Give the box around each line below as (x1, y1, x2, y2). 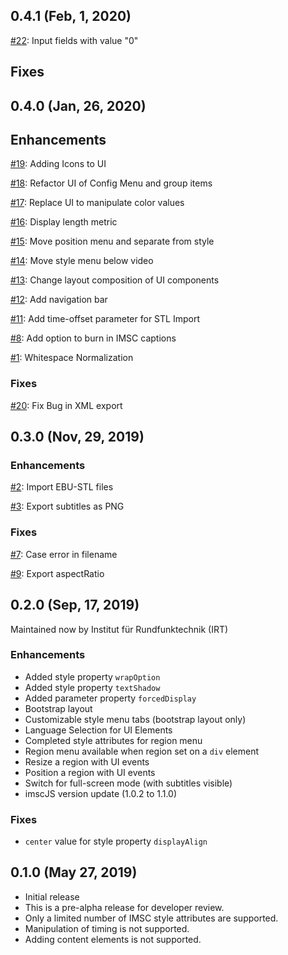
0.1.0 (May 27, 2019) (10, 864, 138, 881)
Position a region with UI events (24, 766, 156, 778)
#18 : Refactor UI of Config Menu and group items (10, 177, 213, 189)
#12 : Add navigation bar (10, 294, 108, 306)
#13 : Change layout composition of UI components (10, 274, 220, 286)
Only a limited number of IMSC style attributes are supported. (24, 912, 279, 924)
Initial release (24, 890, 80, 903)
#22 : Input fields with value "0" (10, 34, 139, 46)
